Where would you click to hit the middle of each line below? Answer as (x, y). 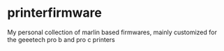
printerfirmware (55, 13)
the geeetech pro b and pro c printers (61, 39)
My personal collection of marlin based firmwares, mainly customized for (112, 32)
